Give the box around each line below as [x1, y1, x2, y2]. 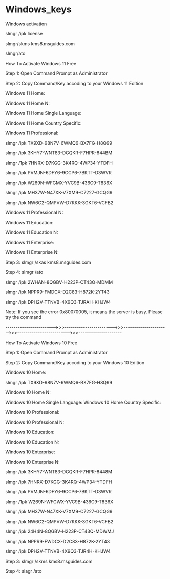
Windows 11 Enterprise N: [5, 249, 59, 255]
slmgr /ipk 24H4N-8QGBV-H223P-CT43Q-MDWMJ [5, 528, 114, 534]
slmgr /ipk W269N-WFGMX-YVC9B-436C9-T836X [5, 179, 113, 186]
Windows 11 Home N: [5, 100, 50, 106]
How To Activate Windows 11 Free [5, 60, 77, 66]
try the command [5, 314, 42, 320]
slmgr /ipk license [5, 30, 43, 36]
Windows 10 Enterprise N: [5, 458, 60, 465]
